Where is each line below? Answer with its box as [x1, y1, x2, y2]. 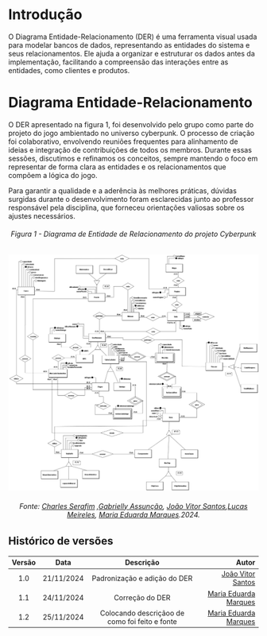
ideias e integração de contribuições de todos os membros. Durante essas [8, 145, 253, 154]
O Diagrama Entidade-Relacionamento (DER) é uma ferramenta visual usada [8, 32, 257, 41]
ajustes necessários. [8, 211, 75, 220]
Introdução [8, 6, 83, 24]
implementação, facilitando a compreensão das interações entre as [8, 57, 229, 67]
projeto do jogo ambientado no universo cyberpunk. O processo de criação [8, 128, 255, 138]
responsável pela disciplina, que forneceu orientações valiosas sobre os [8, 203, 245, 212]
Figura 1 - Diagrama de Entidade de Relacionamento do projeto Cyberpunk [10, 229, 257, 239]
